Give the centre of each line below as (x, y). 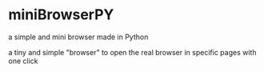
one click (23, 61)
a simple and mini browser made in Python (78, 37)
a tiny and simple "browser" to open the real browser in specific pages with (132, 52)
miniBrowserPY (61, 15)
